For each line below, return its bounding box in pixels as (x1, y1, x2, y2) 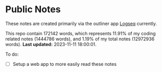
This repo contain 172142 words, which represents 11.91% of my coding (5, 30, 156, 36)
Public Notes (5, 4, 61, 15)
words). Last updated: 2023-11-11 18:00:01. (5, 41, 97, 47)
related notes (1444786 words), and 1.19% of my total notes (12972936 (5, 36, 155, 42)
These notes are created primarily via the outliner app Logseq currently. (5, 20, 157, 27)
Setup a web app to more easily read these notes (12, 61, 117, 67)
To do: (5, 51, 19, 57)
